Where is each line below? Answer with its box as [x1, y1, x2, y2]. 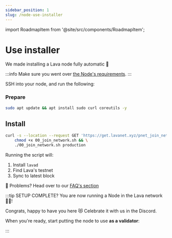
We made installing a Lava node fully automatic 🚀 [5, 61, 109, 67]
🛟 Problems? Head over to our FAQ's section [5, 183, 99, 189]
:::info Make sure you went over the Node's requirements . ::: [5, 71, 132, 77]
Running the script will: [5, 152, 54, 158]
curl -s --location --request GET [5, 133, 79, 138]
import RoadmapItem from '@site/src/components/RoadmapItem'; [5, 26, 145, 32]
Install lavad [12, 162, 38, 168]
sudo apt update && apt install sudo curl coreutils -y [5, 105, 127, 111]
